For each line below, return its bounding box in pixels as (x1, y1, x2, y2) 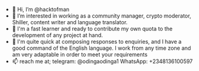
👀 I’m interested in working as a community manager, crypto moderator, (12, 12, 192, 19)
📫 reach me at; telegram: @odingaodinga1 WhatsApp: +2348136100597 (12, 58, 193, 65)
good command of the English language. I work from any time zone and (12, 44, 191, 52)
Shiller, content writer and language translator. (12, 19, 128, 25)
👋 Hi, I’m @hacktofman (12, 6, 70, 13)
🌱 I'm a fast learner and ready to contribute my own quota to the (12, 25, 173, 32)
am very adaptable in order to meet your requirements (12, 51, 147, 58)
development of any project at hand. (12, 32, 103, 39)
